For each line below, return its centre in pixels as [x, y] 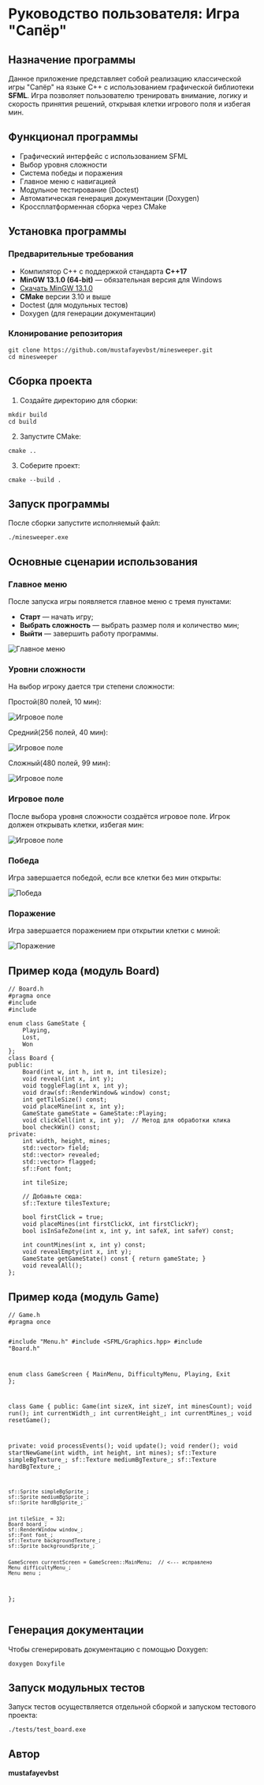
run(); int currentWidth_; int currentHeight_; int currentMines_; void [130, 1413]
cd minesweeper [33, 357]
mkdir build [28, 415]
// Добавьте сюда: [52, 1197]
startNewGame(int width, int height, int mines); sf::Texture [112, 1453]
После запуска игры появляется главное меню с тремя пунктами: [120, 602]
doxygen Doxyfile [37, 1664]
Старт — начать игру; [56, 617]
